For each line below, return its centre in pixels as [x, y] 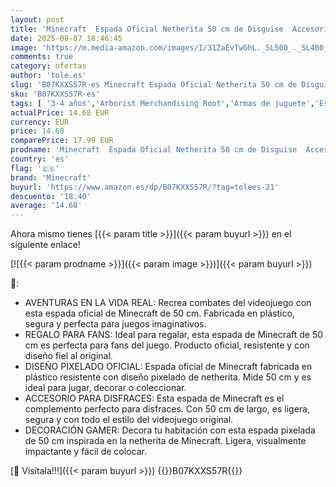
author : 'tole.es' [48, 76]
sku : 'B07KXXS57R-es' [55, 94]
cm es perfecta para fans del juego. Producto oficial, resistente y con [167, 345]
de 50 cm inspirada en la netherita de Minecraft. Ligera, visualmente [165, 441]
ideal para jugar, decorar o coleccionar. [105, 388]
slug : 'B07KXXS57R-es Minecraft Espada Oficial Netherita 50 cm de [154, 85]
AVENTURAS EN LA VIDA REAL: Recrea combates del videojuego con [168, 303]
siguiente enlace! [45, 245]
